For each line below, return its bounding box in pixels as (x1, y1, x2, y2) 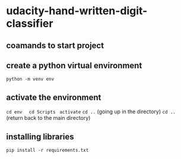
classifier (6, 17, 53, 30)
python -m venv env (6, 76, 55, 82)
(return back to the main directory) (6, 115, 91, 122)
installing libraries (6, 132, 74, 142)
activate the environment (6, 92, 101, 102)
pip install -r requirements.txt (6, 147, 89, 154)
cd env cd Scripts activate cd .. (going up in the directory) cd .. (6, 108, 176, 115)
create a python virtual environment (6, 61, 142, 71)
